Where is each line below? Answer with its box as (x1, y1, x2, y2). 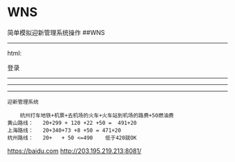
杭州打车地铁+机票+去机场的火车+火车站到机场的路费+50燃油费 (20, 112, 174, 119)
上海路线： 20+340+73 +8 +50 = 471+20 (7, 127, 121, 134)
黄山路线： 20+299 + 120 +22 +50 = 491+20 (7, 119, 137, 126)
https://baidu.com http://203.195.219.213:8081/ (7, 147, 142, 155)
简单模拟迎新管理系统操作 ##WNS (7, 28, 105, 36)
